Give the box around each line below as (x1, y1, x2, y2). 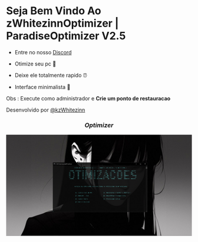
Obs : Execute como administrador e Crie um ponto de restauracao (6, 94, 171, 102)
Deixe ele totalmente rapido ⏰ (14, 71, 87, 79)
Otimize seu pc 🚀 (14, 60, 57, 67)
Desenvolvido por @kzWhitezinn (6, 106, 85, 113)
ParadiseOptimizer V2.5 (6, 30, 126, 42)
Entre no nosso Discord (14, 48, 72, 55)
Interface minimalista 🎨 (14, 83, 71, 90)
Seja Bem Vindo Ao (6, 4, 101, 18)
